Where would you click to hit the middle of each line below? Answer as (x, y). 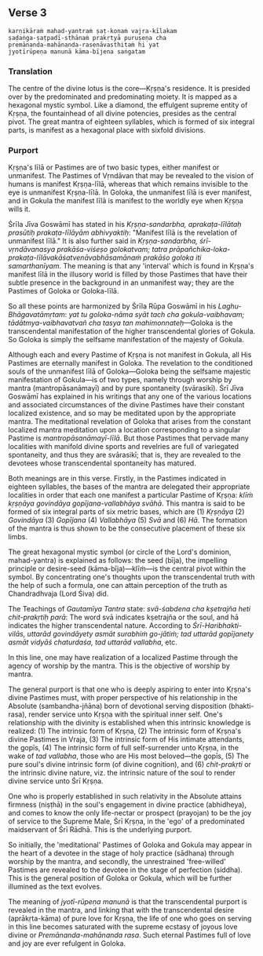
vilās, (17, 634)
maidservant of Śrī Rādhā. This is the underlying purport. (100, 830)
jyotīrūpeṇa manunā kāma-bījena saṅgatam (77, 51)
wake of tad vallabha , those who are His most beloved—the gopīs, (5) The (129, 756)
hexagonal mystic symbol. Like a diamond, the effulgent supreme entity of (128, 105)
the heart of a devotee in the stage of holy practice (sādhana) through (121, 853)
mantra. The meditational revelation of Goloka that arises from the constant (130, 421)
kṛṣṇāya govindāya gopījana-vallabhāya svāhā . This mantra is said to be (127, 504)
